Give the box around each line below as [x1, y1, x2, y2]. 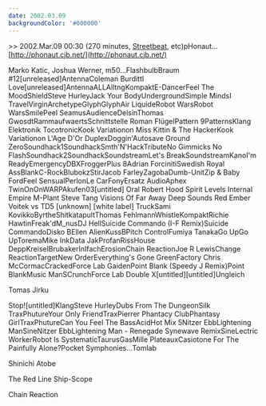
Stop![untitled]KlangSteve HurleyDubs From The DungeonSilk [8, 300, 211, 310]
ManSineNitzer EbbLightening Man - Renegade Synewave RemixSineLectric [8, 326, 258, 336]
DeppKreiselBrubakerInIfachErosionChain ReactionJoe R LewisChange [8, 243, 241, 253]
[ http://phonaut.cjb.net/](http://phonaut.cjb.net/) [8, 50, 168, 59]
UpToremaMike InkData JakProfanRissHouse [8, 235, 156, 245]
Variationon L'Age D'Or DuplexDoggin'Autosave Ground [8, 133, 190, 143]
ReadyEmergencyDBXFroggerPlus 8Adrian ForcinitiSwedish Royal [8, 159, 225, 168]
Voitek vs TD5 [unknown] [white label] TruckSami [8, 201, 172, 211]
